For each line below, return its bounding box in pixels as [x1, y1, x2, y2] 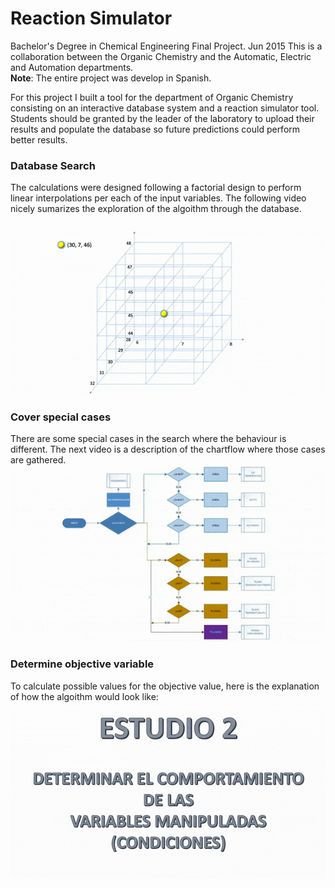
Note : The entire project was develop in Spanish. [10, 72, 212, 84]
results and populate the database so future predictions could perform [10, 123, 301, 135]
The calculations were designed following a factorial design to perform [10, 182, 302, 194]
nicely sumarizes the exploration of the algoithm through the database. [10, 203, 302, 215]
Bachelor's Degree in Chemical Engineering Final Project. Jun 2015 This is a [10, 40, 323, 52]
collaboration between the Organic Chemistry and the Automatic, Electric [10, 50, 312, 62]
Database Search [10, 158, 96, 172]
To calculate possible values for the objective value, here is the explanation [10, 680, 320, 692]
